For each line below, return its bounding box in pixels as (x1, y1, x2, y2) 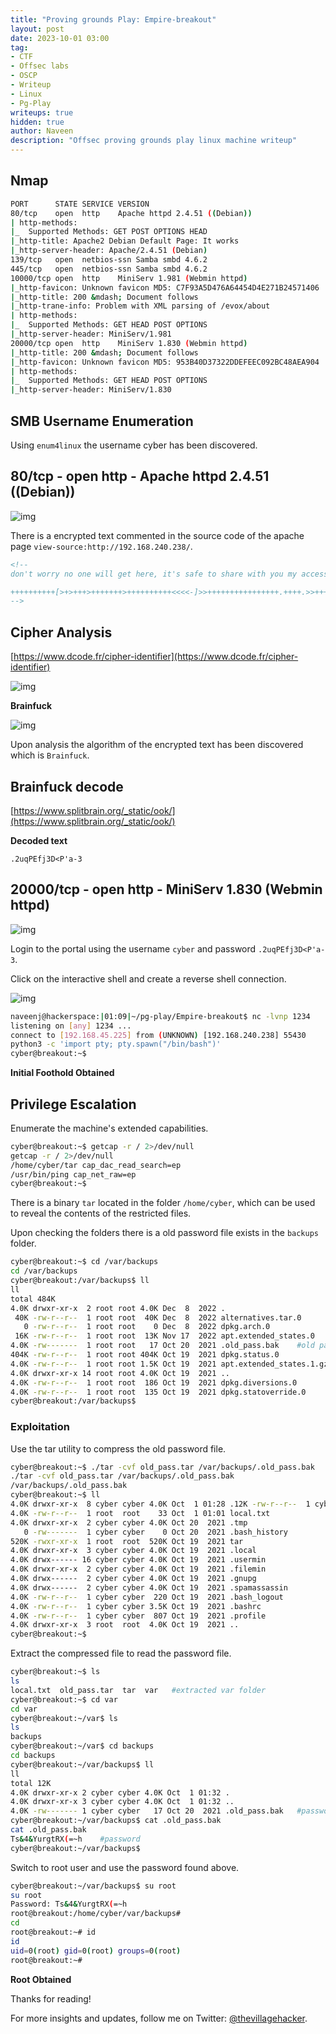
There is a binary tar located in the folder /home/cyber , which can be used (10, 1197, 316, 1209)
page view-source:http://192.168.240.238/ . (10, 540, 193, 552)
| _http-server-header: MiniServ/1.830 (10, 385, 172, 395)
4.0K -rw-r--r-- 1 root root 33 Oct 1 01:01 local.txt (10, 1508, 271, 1518)
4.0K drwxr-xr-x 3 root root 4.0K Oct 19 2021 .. (10, 1620, 240, 1630)
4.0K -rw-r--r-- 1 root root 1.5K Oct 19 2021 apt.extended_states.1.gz (10, 1359, 329, 1369)
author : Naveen (10, 126, 74, 136)
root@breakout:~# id (10, 1927, 97, 1938)
